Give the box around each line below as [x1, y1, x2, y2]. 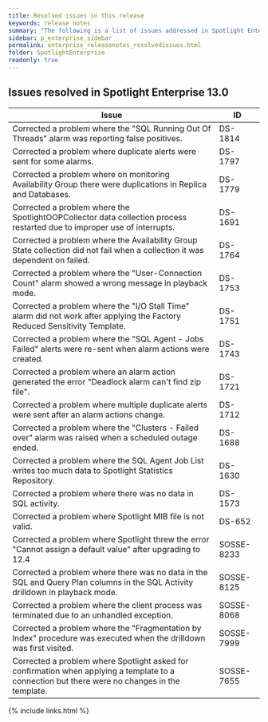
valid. [12, 520, 33, 531]
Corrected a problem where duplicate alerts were [12, 145, 197, 156]
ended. [12, 442, 38, 453]
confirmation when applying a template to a [12, 665, 175, 677]
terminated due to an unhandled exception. [12, 610, 174, 621]
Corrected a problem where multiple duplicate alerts [12, 399, 208, 410]
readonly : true [8, 57, 59, 65]
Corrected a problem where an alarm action [12, 366, 175, 377]
